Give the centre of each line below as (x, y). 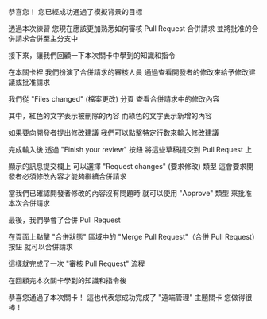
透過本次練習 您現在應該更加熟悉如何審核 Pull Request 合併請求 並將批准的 (130, 29)
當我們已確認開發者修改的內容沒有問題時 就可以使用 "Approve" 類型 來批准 (130, 193)
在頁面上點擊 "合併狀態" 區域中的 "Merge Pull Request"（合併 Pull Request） (132, 237)
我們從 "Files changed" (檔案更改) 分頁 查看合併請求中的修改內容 (114, 99)
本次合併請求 (29, 203)
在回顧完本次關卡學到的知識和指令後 (68, 281)
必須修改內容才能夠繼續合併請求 (74, 176)
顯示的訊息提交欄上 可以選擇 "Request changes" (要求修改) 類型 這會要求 (128, 166)
